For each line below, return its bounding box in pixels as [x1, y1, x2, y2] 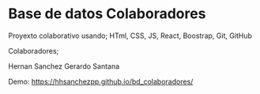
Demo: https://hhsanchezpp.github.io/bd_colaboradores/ [8, 77, 194, 86]
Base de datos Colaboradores [8, 5, 206, 23]
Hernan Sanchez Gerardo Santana [8, 61, 120, 71]
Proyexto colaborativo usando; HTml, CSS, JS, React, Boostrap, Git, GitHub [8, 31, 253, 40]
